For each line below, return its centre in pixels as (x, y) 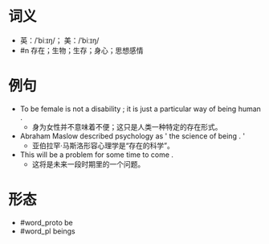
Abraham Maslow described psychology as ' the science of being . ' (132, 136)
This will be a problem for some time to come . (97, 155)
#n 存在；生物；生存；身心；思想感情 (82, 50)
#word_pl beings (48, 231)
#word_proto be (47, 222)
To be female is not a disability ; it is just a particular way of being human (140, 109)
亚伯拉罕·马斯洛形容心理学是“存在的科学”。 (103, 145)
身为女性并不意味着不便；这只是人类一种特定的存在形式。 (127, 126)
